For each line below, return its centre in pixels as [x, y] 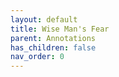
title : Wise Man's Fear [60, 29]
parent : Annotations [53, 38]
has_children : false [53, 47]
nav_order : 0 [37, 57]
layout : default [44, 19]
